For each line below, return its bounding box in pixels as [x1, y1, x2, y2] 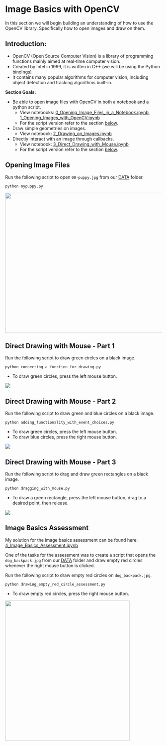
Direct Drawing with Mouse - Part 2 [5, 397, 116, 406]
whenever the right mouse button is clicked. [5, 562, 95, 569]
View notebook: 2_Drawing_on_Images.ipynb [19, 131, 112, 137]
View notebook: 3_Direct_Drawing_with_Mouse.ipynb [19, 141, 129, 147]
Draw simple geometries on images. [12, 125, 86, 131]
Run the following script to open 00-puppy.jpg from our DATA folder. [5, 174, 144, 180]
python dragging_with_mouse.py [5, 486, 70, 491]
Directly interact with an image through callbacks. [12, 136, 114, 142]
